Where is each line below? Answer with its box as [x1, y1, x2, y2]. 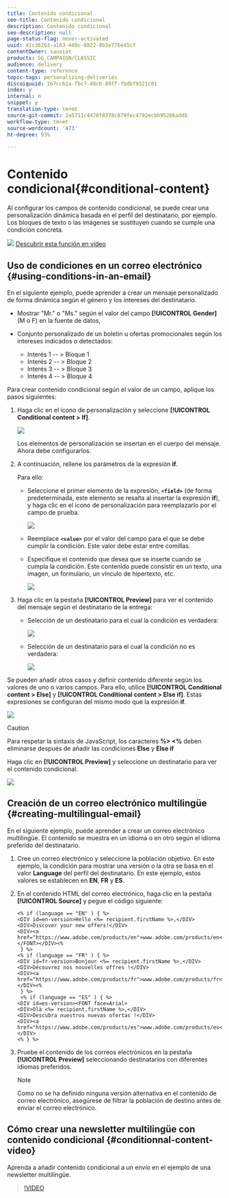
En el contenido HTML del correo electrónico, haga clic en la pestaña [16, 889, 212, 898]
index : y [7, 86, 32, 93]
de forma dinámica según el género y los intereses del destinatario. [7, 296, 197, 304]
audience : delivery [7, 61, 63, 68]
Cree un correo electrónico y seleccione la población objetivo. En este [16, 854, 215, 862]
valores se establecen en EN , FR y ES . [16, 876, 125, 884]
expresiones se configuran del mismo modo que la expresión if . [7, 698, 187, 706]
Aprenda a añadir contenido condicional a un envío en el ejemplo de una [7, 1163, 211, 1171]
